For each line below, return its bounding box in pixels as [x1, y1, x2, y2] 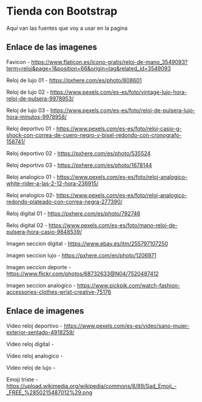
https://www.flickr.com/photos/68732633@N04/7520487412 [6, 270, 159, 277]
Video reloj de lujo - [6, 364, 56, 371]
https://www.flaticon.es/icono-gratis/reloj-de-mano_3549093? [31, 58, 188, 65]
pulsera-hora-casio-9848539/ [6, 228, 82, 235]
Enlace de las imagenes [6, 42, 98, 52]
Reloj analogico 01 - [6, 173, 56, 180]
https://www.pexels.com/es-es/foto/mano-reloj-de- [48, 221, 178, 229]
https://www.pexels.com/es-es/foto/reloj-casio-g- [56, 125, 182, 132]
